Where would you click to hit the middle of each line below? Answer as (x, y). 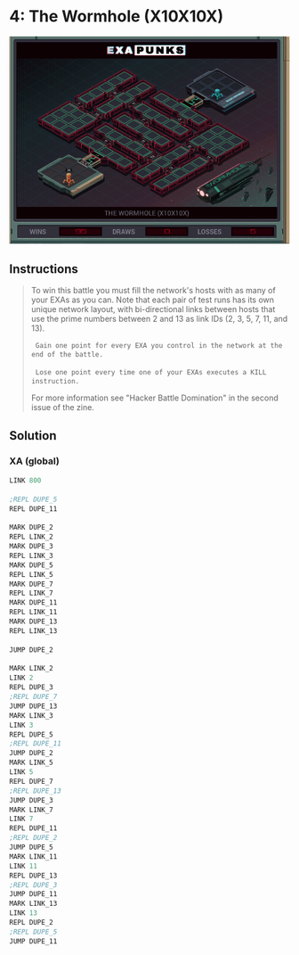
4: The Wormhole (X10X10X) (117, 16)
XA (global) (34, 461)
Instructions (44, 269)
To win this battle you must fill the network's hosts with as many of (153, 291)
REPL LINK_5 (31, 574)
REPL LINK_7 (31, 593)
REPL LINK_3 (31, 556)
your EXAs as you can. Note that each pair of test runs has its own (152, 300)
